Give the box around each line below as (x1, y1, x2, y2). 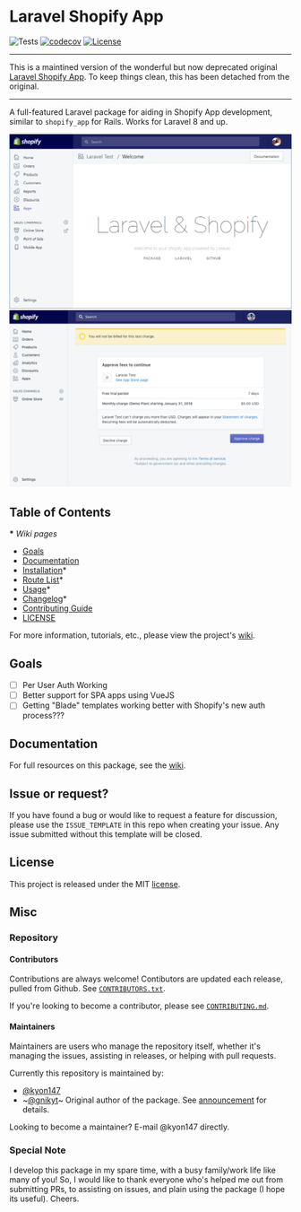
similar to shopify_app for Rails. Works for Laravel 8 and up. (9, 116, 228, 126)
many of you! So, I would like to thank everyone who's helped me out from (9, 1173, 284, 1185)
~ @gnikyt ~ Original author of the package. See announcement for (21, 1094, 267, 1105)
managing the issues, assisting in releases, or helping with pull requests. (9, 1051, 277, 1061)
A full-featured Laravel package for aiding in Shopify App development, (9, 106, 273, 118)
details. (21, 1104, 50, 1115)
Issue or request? (9, 786, 109, 801)
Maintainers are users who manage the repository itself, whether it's (9, 1041, 262, 1051)
